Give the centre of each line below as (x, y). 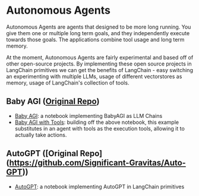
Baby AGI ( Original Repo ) (53, 102)
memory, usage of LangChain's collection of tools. (68, 83)
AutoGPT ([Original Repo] (54, 153)
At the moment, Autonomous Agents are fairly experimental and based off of (100, 57)
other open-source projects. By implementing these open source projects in (99, 64)
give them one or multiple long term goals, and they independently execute (98, 33)
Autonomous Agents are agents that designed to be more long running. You (99, 27)
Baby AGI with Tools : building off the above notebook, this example (97, 122)
